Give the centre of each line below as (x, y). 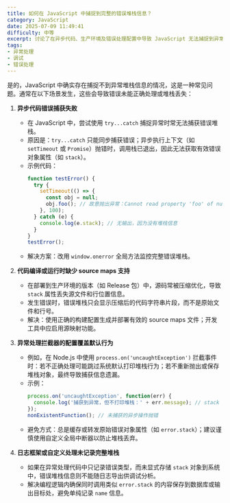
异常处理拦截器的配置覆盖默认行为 (65, 343)
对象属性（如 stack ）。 (59, 157)
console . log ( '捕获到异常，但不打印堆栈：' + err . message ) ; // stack (126, 403)
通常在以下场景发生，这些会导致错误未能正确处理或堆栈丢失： (106, 93)
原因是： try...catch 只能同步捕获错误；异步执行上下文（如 (111, 140)
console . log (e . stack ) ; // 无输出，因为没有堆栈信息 (109, 223)
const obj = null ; (72, 198)
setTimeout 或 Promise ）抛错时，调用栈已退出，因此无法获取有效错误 (124, 148)
